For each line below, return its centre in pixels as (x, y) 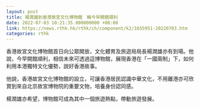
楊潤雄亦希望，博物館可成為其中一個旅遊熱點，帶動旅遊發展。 (82, 99)
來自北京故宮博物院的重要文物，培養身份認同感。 (76, 86)
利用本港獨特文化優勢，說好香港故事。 (53, 66)
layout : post (22, 12)
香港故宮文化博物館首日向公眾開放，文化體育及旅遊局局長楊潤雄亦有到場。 (97, 52)
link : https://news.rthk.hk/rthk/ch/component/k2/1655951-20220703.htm (97, 28)
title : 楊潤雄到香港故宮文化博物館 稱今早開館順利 (62, 17)
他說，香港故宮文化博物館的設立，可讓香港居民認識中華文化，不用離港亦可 (97, 79)
